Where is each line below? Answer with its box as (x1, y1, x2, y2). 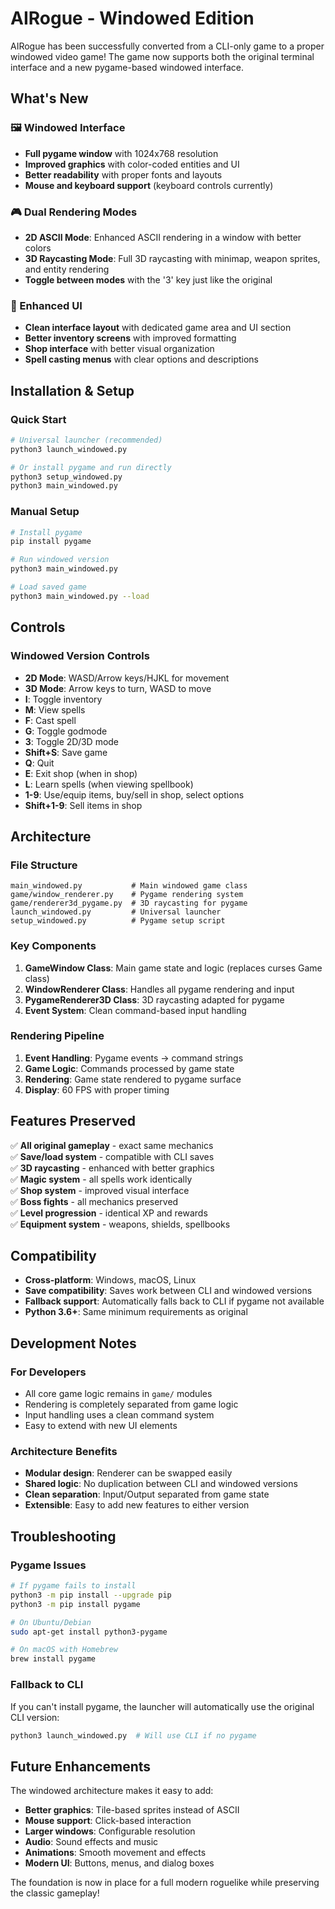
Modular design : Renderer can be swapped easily (24, 1467, 233, 1479)
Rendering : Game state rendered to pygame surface (24, 1073, 242, 1085)
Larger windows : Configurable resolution (24, 1825, 196, 1837)
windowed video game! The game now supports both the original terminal (10, 50, 315, 62)
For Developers (10, 1365, 87, 1379)
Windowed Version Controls (10, 649, 150, 663)
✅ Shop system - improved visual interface (10, 1184, 190, 1196)
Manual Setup (10, 505, 80, 519)
